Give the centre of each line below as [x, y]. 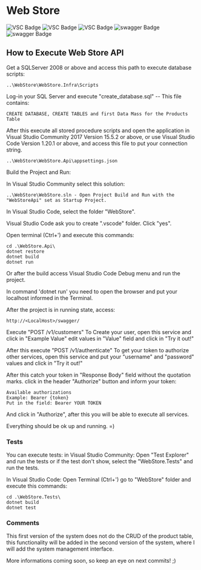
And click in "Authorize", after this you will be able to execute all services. [98, 414]
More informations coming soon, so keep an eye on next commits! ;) [91, 561]
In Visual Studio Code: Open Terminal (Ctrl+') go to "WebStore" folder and [99, 480]
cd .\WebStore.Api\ [31, 246]
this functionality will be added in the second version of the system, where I [100, 543]
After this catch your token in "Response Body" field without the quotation [99, 375]
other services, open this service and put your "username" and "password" [100, 357]
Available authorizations [39, 392]
